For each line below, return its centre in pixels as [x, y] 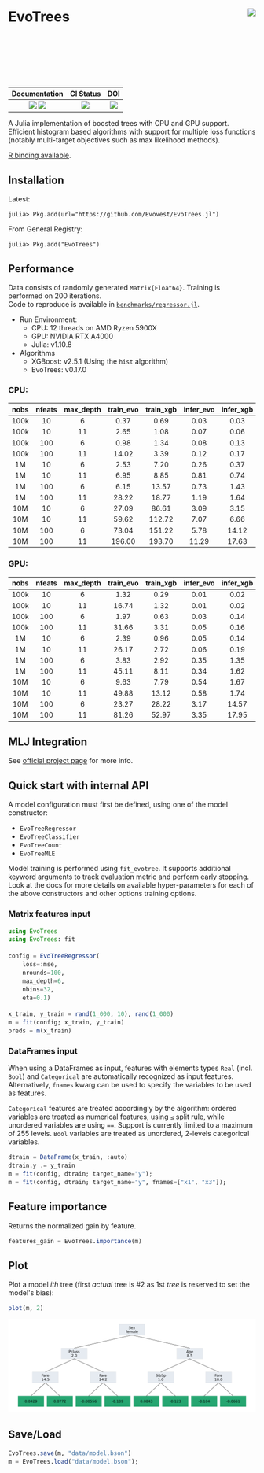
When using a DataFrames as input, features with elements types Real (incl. [130, 1068]
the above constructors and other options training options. [103, 894]
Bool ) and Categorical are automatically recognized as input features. [121, 1076]
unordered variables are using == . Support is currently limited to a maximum [131, 1125]
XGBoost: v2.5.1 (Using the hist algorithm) [100, 361]
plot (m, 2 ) [26, 1309]
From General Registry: [46, 229]
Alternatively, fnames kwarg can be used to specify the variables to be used [130, 1085]
